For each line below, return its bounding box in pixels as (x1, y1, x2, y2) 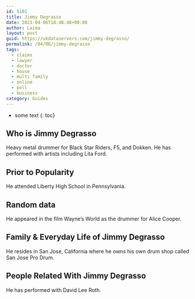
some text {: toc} (14, 112, 56, 119)
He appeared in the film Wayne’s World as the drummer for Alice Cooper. (6, 215, 182, 222)
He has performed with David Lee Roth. (6, 286, 101, 293)
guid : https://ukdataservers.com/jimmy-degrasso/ (6, 36, 130, 42)
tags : (6, 47, 19, 53)
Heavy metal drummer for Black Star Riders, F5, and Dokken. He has (6, 144, 171, 151)
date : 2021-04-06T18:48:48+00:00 (6, 19, 88, 25)
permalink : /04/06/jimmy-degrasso (6, 42, 91, 47)
